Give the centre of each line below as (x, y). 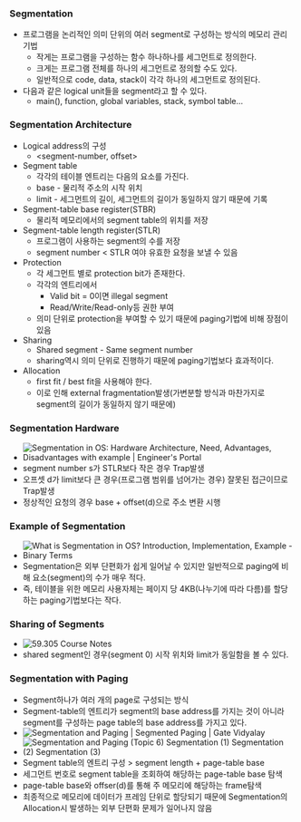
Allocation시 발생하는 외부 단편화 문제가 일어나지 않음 (117, 807)
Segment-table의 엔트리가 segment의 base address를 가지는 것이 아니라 (153, 711)
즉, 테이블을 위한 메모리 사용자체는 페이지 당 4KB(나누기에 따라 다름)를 (147, 589)
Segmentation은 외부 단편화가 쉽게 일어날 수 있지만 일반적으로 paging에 (150, 566)
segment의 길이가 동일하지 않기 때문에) (106, 404)
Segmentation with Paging (69, 679)
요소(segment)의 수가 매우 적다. (89, 577)
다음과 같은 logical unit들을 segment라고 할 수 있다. (114, 91)
